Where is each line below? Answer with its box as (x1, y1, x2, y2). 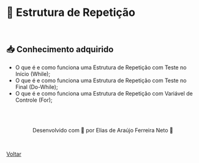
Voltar (6, 150, 21, 157)
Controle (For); (15, 96, 53, 104)
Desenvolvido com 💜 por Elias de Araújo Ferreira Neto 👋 (32, 126, 173, 134)
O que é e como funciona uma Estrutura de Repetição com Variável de (15, 89, 193, 97)
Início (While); (15, 70, 51, 77)
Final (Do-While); (15, 83, 58, 91)
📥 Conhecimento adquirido (6, 44, 114, 55)
